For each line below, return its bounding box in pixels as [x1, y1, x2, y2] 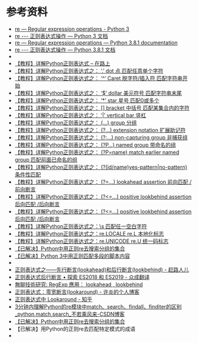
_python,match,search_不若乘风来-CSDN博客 [14, 310, 125, 318]
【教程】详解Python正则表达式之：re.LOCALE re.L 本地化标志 [14, 230, 164, 237]
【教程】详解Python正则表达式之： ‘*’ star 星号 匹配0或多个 [14, 97, 160, 104]
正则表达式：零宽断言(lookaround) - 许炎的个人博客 [14, 288, 140, 295]
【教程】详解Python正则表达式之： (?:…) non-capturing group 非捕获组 [14, 134, 188, 141]
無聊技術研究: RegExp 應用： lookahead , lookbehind [14, 281, 143, 288]
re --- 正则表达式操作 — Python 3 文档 [14, 32, 108, 39]
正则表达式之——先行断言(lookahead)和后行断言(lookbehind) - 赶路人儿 [14, 266, 189, 273]
